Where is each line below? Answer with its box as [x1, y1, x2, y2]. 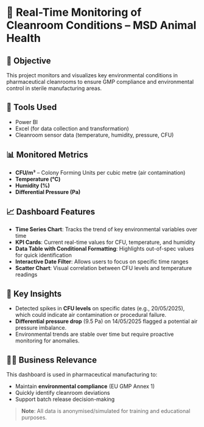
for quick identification [15, 252, 72, 259]
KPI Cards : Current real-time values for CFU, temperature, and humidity [15, 238, 195, 246]
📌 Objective [6, 55, 51, 66]
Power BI [15, 118, 38, 125]
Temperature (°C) [15, 175, 61, 182]
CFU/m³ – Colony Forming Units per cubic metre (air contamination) [15, 168, 186, 176]
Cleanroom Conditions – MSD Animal [6, 18, 197, 32]
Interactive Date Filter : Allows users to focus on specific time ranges [15, 258, 189, 265]
